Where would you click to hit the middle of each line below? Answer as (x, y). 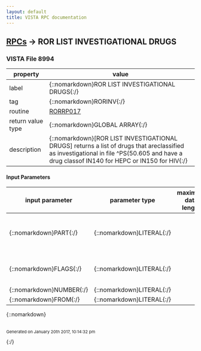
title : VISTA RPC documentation (46, 17)
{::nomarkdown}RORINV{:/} (87, 101)
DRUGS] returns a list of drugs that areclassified (117, 146)
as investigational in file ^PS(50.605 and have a (116, 154)
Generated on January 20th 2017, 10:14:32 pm (51, 332)
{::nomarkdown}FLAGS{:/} (45, 269)
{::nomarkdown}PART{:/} (43, 233)
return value (26, 121)
